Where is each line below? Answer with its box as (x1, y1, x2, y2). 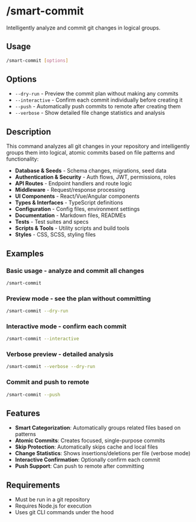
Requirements (6, 480, 60, 490)
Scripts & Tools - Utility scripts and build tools (14, 224, 130, 232)
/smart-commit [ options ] (6, 57, 69, 64)
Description (6, 126, 51, 137)
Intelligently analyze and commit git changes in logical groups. (6, 24, 161, 31)
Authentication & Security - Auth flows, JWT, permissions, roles (14, 173, 176, 181)
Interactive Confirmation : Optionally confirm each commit (14, 456, 161, 464)
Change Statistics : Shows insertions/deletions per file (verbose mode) (14, 450, 191, 457)
